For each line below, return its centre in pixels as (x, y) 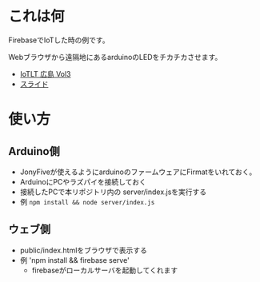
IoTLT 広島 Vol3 (45, 73)
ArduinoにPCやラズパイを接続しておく (83, 181)
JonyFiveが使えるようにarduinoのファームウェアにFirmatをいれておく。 (138, 172)
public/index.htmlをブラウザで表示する (84, 250)
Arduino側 (34, 151)
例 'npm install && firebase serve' (74, 260)
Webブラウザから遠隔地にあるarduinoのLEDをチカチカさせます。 (115, 57)
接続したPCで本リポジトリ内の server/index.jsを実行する (113, 192)
